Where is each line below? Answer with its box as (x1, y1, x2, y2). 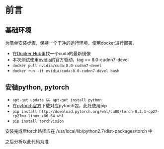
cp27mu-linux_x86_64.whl (12, 113, 64, 118)
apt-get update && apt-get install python (12, 97, 102, 102)
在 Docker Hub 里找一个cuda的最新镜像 (12, 51, 91, 56)
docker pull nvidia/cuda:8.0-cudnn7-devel (12, 63, 102, 68)
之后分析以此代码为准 (5, 139, 49, 145)
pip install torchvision (12, 119, 64, 124)
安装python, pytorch (5, 83, 70, 92)
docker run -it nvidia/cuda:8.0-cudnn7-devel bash (12, 69, 120, 74)
